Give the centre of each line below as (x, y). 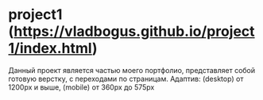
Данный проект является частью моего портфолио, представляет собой (132, 70)
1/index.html (50, 48)
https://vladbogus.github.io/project (135, 31)
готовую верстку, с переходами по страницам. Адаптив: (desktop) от (126, 79)
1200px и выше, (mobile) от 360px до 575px (81, 87)
